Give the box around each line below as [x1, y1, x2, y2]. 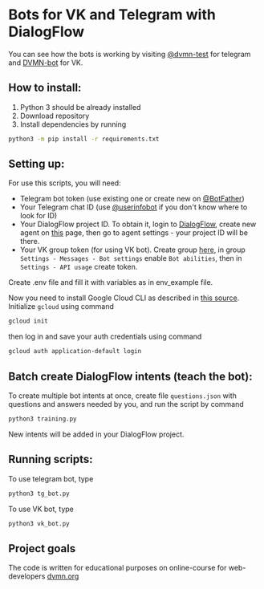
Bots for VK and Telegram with [8, 6, 217, 24]
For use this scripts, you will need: [8, 178, 122, 188]
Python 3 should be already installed [19, 102, 141, 112]
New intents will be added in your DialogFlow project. [8, 429, 185, 439]
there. [19, 237, 40, 246]
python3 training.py [8, 415, 78, 423]
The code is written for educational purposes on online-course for [8, 563, 227, 573]
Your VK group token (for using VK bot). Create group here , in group [19, 245, 246, 254]
